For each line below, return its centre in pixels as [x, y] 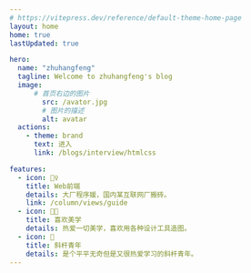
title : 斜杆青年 [54, 245]
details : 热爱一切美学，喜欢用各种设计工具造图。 [109, 228]
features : [28, 169]
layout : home [34, 26]
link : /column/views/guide [77, 203]
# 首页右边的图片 [61, 93]
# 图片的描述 [63, 110]
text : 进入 [53, 145]
